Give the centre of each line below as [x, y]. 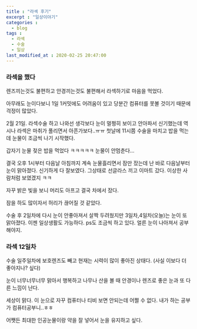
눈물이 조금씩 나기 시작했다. [44, 138]
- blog [19, 28]
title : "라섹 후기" [29, 11]
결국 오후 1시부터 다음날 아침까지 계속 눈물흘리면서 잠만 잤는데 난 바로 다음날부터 [98, 163]
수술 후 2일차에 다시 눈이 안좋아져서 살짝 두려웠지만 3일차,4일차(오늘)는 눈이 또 [97, 215]
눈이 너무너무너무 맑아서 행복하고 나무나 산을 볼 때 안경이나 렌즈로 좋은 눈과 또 [96, 281]
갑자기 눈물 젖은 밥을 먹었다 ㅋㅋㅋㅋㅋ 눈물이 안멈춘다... [70, 150]
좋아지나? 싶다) [24, 268]
